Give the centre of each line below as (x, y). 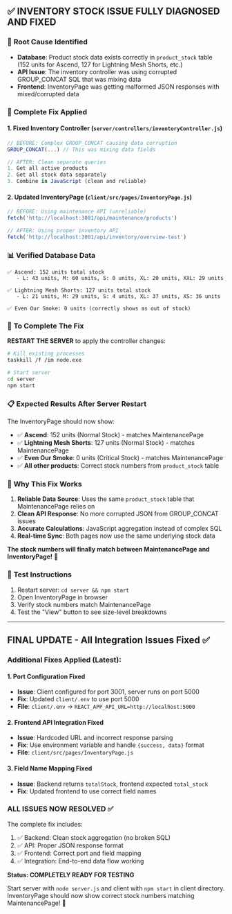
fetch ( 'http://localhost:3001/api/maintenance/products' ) (92, 218)
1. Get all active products (48, 168)
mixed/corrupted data (48, 94)
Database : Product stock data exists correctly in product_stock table (115, 57)
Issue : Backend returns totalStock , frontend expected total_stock (113, 784)
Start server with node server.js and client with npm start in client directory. (116, 888)
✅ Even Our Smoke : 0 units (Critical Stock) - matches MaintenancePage (120, 458)
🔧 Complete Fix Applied (47, 112)
